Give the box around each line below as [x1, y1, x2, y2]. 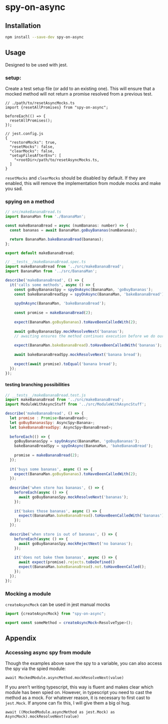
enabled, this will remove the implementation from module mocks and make [5, 180, 161, 186]
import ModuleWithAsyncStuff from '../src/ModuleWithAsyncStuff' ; [5, 402, 146, 407]
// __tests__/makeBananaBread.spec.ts [5, 259, 86, 264]
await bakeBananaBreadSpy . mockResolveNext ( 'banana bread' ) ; [14, 352, 142, 357]
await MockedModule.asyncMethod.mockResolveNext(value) [5, 675, 124, 680]
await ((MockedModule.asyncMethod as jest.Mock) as [5, 709, 115, 715]
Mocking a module [5, 590, 51, 597]
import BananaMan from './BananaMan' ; [5, 214, 86, 219]
